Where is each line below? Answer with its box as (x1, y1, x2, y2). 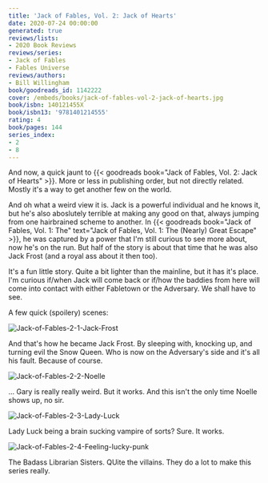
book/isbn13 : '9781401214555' (8, 109, 110, 117)
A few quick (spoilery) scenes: (8, 308, 109, 317)
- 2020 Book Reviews (8, 42, 78, 50)
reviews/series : (8, 49, 62, 57)
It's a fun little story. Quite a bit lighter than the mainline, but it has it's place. (8, 267, 258, 276)
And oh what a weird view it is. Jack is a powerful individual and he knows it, (8, 200, 261, 210)
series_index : (8, 131, 56, 139)
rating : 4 (8, 116, 42, 124)
